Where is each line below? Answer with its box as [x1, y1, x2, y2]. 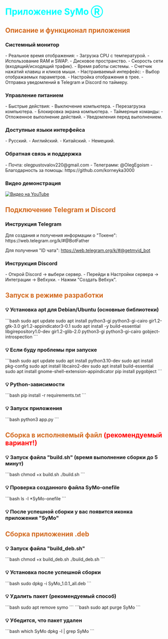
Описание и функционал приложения [5, 26, 130, 35]
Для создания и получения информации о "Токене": [5, 232, 117, 238]
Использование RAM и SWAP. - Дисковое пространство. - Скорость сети [5, 58, 163, 64]
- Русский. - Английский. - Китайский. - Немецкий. [5, 138, 115, 144]
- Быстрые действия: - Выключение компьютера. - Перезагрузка [5, 103, 146, 109]
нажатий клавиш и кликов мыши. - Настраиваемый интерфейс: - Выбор [5, 68, 160, 74]
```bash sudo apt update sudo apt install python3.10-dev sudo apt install [5, 358, 153, 364]
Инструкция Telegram [5, 221, 62, 228]
